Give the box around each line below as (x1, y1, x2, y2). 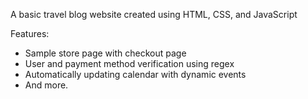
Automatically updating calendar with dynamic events (24, 69, 247, 80)
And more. (24, 79, 69, 91)
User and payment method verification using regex (24, 58, 235, 69)
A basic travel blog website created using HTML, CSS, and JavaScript (10, 9, 298, 20)
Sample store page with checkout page (24, 47, 187, 59)
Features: (10, 28, 50, 39)
